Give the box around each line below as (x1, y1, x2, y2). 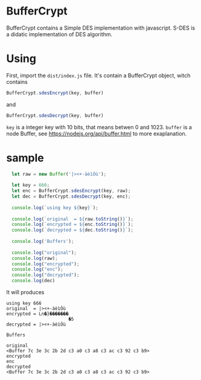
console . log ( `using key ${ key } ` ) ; (11, 204, 98, 211)
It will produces (6, 289, 45, 296)
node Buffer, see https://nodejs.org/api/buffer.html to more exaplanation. (6, 130, 187, 137)
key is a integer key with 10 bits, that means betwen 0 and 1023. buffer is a (6, 123, 192, 130)
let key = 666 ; (11, 182, 50, 188)
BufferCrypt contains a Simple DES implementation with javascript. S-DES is (6, 24, 195, 31)
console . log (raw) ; (11, 255, 59, 261)
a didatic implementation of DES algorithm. (6, 30, 113, 37)
